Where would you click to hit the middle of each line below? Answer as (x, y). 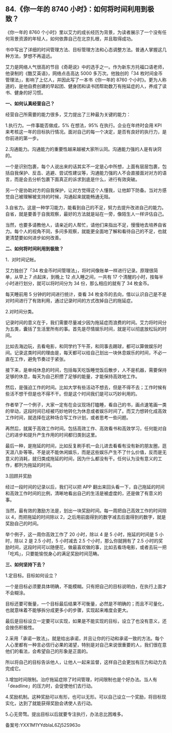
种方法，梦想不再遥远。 (30, 56)
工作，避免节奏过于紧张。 (41, 359)
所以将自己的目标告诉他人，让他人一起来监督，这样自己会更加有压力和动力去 (86, 662)
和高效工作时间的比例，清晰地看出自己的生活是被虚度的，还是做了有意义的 (84, 493)
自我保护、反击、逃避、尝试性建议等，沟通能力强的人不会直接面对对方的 (86, 173)
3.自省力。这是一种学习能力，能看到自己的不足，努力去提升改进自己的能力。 (86, 208)
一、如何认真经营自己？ (30, 103)
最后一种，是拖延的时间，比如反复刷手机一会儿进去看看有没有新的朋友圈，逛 (86, 445)
